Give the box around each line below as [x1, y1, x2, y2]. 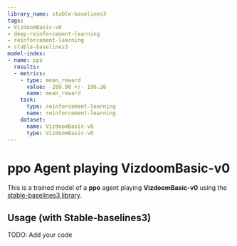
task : [20, 97, 37, 104]
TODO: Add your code [7, 230, 73, 239]
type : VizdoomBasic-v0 [26, 129, 94, 137]
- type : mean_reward [20, 76, 81, 84]
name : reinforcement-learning [26, 109, 116, 117]
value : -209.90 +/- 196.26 [26, 83, 107, 90]
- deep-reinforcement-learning [7, 30, 100, 38]
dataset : [20, 116, 46, 123]
